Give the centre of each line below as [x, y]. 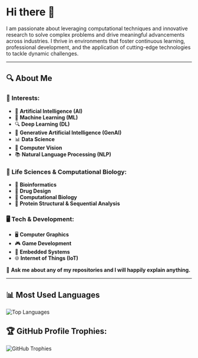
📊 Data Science [34, 139]
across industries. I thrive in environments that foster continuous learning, [96, 41]
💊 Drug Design [33, 191]
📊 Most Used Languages [53, 295]
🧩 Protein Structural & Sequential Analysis [67, 203]
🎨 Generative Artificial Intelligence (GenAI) [68, 132]
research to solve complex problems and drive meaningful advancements [95, 34]
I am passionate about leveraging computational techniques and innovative [97, 28]
